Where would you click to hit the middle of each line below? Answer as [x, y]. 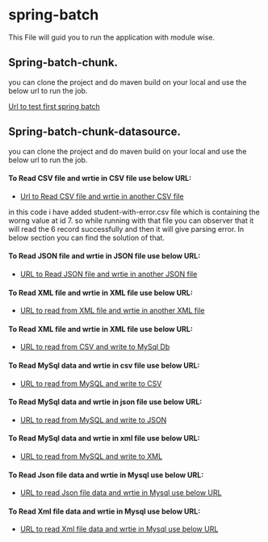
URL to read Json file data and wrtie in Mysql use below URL [121, 493]
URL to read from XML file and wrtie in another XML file [112, 311]
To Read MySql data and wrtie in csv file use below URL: [104, 365]
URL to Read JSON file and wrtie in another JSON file [109, 274]
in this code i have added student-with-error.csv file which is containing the [134, 212]
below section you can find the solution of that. [87, 237]
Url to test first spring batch [54, 106]
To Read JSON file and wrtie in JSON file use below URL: [105, 256]
